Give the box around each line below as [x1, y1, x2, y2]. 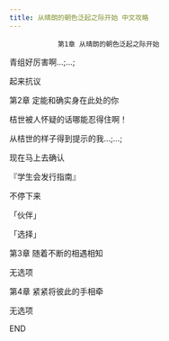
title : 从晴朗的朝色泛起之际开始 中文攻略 [9, 13, 149, 22]
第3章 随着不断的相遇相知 [9, 247, 103, 258]
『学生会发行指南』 [9, 171, 81, 182]
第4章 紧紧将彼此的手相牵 [9, 285, 103, 297]
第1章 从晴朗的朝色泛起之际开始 [57, 40, 160, 49]
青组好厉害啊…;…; [9, 56, 76, 67]
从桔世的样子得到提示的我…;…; [9, 132, 123, 144]
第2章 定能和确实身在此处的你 [9, 94, 120, 105]
